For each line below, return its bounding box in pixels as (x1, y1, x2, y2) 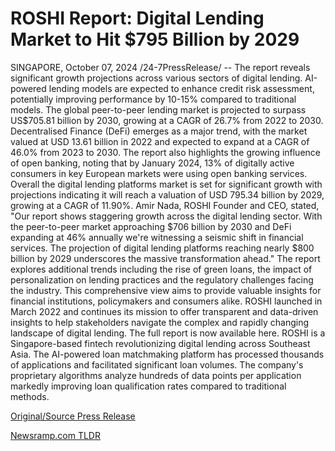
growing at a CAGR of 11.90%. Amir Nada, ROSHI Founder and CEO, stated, (10, 199, 320, 211)
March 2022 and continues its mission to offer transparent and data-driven (10, 305, 319, 317)
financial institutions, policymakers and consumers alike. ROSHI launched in (10, 295, 323, 307)
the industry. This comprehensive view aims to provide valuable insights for (10, 284, 322, 296)
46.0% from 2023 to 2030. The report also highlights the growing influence (10, 146, 321, 158)
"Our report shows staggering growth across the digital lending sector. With (10, 210, 323, 222)
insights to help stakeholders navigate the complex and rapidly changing (10, 316, 310, 328)
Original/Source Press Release (10, 410, 136, 422)
